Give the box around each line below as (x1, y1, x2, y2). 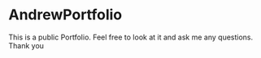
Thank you (8, 40, 45, 50)
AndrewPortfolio (8, 6, 123, 24)
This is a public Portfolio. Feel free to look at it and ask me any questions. (8, 32, 254, 42)
